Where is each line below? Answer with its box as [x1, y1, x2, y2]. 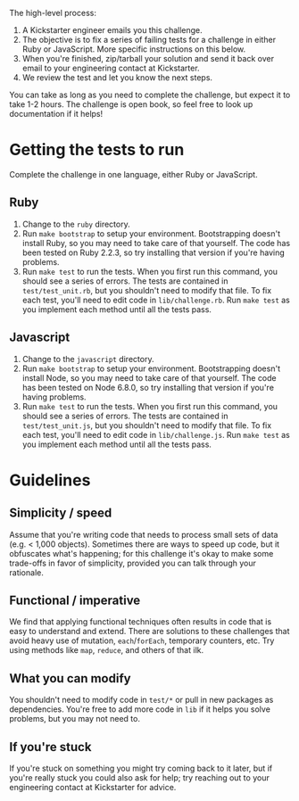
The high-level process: [9, 8, 96, 18]
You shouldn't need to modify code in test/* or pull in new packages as [9, 695, 274, 706]
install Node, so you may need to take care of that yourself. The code [21, 372, 277, 383]
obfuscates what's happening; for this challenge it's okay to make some [9, 548, 274, 558]
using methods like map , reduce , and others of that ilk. [9, 645, 203, 656]
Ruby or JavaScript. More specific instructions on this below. [21, 44, 246, 54]
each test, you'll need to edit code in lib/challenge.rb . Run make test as [21, 294, 290, 305]
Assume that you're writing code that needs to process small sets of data [9, 529, 278, 540]
